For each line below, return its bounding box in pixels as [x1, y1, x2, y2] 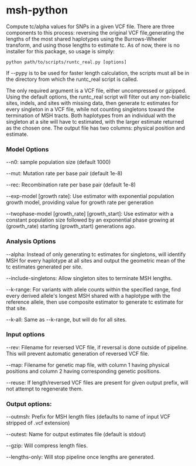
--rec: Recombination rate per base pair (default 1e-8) [6, 181, 136, 188]
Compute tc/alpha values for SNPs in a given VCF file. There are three [6, 23, 174, 30]
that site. [6, 304, 27, 311]
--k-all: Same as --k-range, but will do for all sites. [6, 316, 127, 323]
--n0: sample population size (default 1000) [6, 159, 111, 166]
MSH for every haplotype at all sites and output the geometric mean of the [6, 257, 185, 264]
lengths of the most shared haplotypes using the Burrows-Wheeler [6, 35, 167, 42]
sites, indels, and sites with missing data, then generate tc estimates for [6, 99, 178, 106]
